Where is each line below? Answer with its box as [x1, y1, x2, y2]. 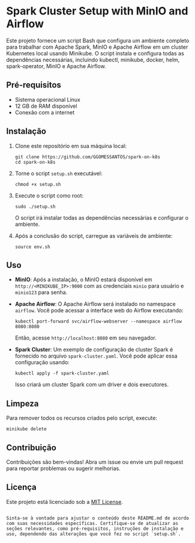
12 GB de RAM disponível [14, 102, 77, 110]
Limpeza [6, 399, 39, 409]
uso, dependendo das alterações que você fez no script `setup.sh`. [6, 531, 181, 537]
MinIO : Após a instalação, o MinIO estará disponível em [14, 276, 152, 284]
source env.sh [14, 244, 50, 250]
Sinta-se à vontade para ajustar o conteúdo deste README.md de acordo [6, 515, 189, 521]
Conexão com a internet [14, 108, 75, 116]
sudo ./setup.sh [14, 203, 56, 209]
